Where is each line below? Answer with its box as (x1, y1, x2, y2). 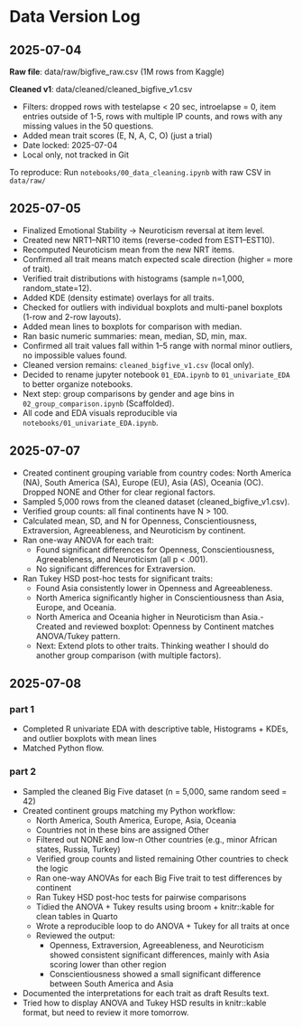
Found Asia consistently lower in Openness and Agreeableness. (35, 582, 273, 593)
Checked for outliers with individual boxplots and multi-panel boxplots (22, 301, 283, 313)
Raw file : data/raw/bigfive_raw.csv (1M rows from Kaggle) (9, 66, 225, 77)
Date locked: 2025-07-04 (22, 140, 118, 150)
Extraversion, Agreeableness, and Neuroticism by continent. (22, 524, 246, 535)
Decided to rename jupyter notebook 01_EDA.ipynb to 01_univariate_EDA (22, 369, 290, 380)
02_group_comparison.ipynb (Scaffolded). (22, 398, 175, 409)
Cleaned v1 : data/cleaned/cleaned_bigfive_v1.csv (9, 84, 193, 94)
